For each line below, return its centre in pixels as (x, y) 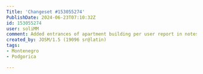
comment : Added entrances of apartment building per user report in (94, 34)
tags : (13, 46)
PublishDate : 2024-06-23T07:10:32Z (51, 17)
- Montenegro (23, 51)
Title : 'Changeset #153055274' (46, 12)
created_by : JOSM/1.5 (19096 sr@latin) (56, 40)
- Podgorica (21, 57)
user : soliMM (23, 29)
